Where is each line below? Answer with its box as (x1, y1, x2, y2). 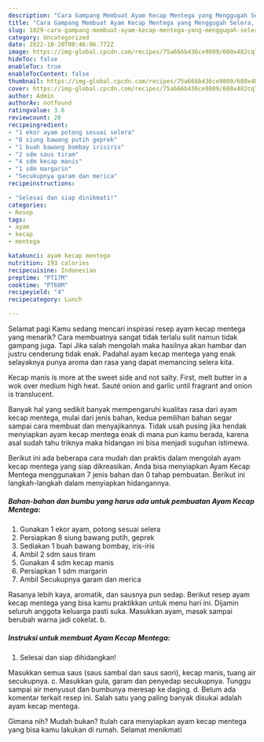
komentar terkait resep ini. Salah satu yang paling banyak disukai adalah (8, 692, 242, 702)
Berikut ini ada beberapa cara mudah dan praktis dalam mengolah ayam (8, 454, 241, 462)
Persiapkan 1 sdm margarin (19, 566, 108, 575)
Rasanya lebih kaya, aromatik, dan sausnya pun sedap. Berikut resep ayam (8, 590, 250, 599)
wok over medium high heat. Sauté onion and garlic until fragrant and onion (8, 381, 253, 390)
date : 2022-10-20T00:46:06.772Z (8, 41, 114, 49)
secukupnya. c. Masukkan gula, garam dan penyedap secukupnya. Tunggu (8, 676, 251, 685)
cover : (8, 84, 30, 93)
